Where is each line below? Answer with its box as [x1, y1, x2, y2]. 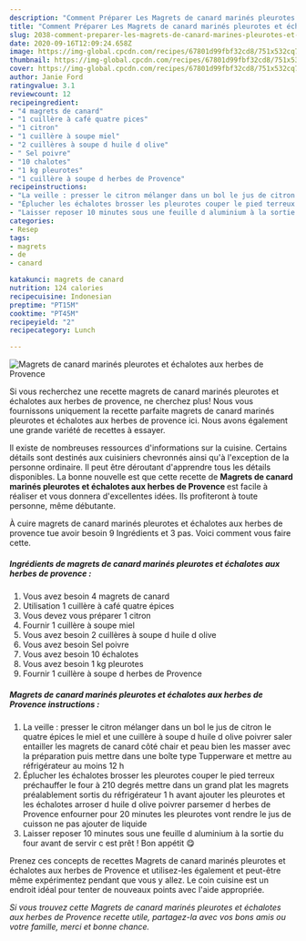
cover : [9, 65, 35, 74]
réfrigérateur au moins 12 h [22, 761, 125, 772]
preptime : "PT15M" [9, 300, 79, 309]
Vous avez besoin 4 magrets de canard [22, 591, 170, 602]
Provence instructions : [9, 698, 100, 710]
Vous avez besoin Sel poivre [22, 639, 129, 651]
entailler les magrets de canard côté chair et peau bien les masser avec [22, 741, 291, 752]
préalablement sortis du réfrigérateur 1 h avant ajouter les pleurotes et [22, 789, 285, 801]
